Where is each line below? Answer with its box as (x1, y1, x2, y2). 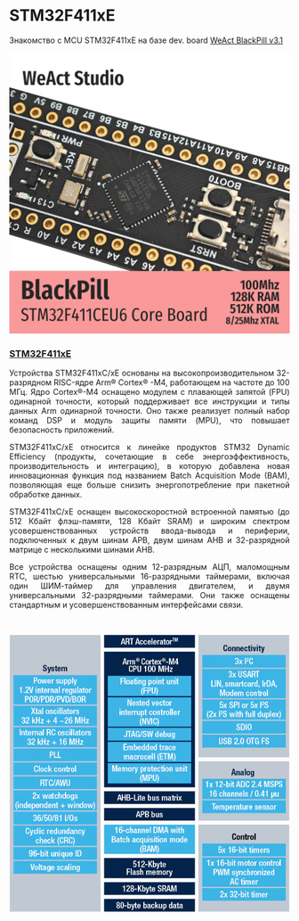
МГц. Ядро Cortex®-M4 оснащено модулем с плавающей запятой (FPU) (9, 387, 290, 398)
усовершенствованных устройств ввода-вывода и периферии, (9, 525, 290, 536)
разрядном (9, 377, 52, 388)
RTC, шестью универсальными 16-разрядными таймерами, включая (9, 572, 290, 582)
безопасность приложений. (9, 424, 115, 435)
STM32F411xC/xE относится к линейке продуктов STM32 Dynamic (9, 442, 290, 453)
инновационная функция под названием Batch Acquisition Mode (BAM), (9, 470, 290, 481)
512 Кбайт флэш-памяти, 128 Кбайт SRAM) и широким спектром (9, 516, 290, 527)
